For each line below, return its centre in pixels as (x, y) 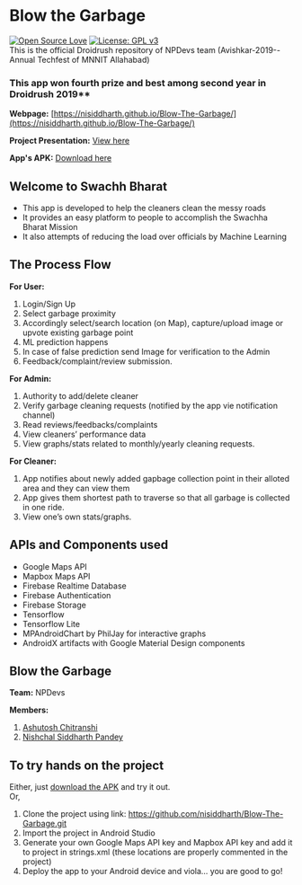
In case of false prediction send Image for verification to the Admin (146, 351)
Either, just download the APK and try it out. (90, 787)
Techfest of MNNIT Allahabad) (93, 59)
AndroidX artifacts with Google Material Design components (133, 642)
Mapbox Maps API (56, 576)
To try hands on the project (87, 765)
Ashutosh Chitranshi (60, 728)
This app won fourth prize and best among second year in (138, 83)
